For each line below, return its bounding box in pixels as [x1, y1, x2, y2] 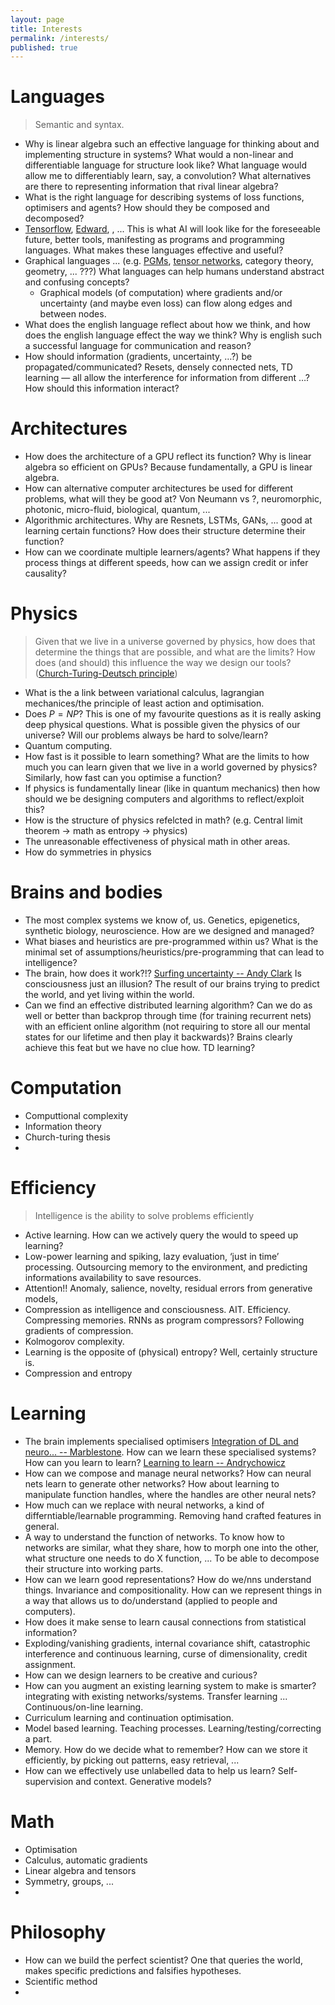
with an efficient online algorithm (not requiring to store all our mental [24, 1021, 311, 1032]
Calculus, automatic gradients [24, 1854, 148, 1866]
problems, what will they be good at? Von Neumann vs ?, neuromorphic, [24, 493, 322, 505]
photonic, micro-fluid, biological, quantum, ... [24, 504, 211, 516]
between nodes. [39, 308, 107, 320]
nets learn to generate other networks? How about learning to [24, 1477, 280, 1490]
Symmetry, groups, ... [24, 1875, 114, 1887]
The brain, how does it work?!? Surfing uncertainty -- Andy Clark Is [24, 967, 302, 979]
